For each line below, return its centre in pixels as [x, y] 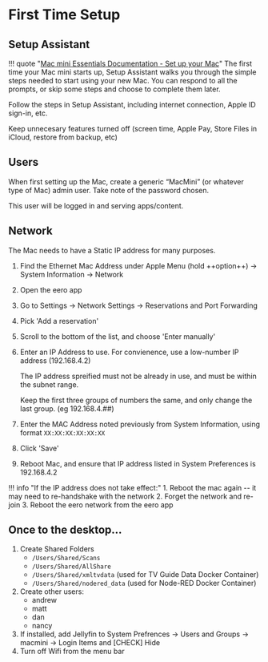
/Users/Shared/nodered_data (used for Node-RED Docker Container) [144, 583]
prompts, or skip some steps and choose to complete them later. [115, 89]
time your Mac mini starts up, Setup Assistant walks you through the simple [132, 72]
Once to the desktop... [65, 530]
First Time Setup [64, 15]
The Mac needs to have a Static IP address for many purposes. [112, 250]
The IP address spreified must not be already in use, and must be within [138, 376]
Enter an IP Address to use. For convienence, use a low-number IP [129, 352]
